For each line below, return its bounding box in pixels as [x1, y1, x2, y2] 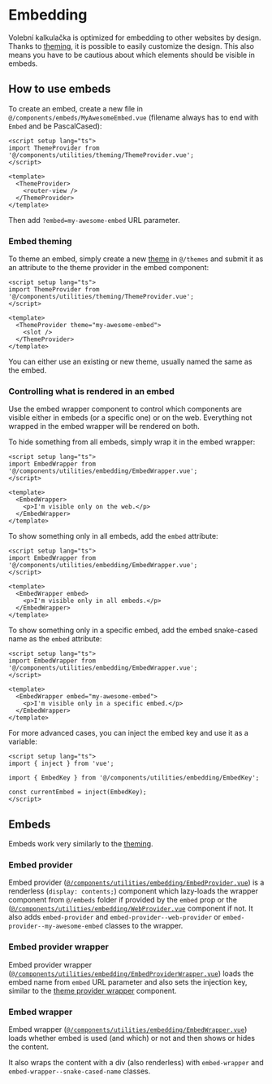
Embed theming [8, 235, 72, 247]
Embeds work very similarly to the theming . [8, 839, 153, 849]
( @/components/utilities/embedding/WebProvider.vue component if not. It [8, 903, 253, 913]
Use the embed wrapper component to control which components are [8, 404, 242, 414]
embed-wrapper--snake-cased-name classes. [8, 1066, 151, 1076]
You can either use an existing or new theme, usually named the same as [8, 356, 253, 367]
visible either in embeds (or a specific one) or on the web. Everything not [8, 413, 253, 422]
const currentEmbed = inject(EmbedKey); [8, 788, 148, 797]
